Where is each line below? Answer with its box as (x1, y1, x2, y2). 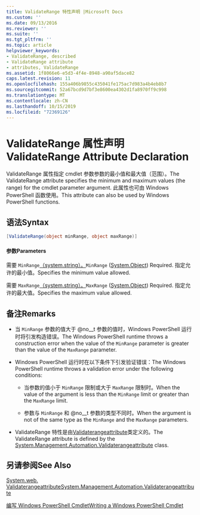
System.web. (6, 477, 39, 484)
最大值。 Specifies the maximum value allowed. (16, 289, 133, 296)
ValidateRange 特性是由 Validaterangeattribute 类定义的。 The (14, 429, 163, 436)
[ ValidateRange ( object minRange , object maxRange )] (6, 234, 137, 240)
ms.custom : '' (6, 14, 42, 20)
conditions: (14, 372, 43, 379)
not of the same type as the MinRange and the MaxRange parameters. (23, 416, 189, 423)
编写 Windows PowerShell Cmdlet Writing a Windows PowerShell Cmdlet (6, 501, 184, 509)
